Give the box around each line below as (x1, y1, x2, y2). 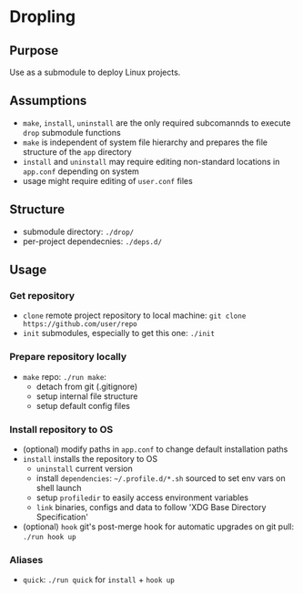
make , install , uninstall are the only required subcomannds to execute (22, 117, 291, 128)
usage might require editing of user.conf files (22, 175, 193, 186)
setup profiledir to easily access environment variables (35, 492, 249, 503)
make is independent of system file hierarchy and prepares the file (22, 137, 268, 148)
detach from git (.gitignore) (35, 381, 138, 392)
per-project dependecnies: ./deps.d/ (22, 235, 162, 247)
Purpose (9, 43, 59, 58)
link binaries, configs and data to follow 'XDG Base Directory (35, 501, 267, 512)
